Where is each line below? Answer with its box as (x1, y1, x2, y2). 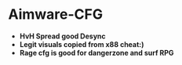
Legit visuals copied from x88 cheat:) (19, 39, 144, 49)
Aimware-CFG (8, 5, 104, 23)
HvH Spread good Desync (19, 31, 106, 41)
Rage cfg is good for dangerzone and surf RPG (19, 48, 174, 57)
